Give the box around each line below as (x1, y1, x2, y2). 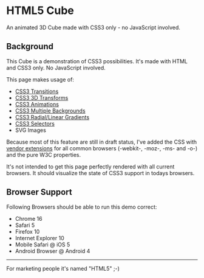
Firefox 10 (15, 228, 40, 235)
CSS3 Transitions (15, 88, 59, 95)
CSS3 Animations (15, 100, 59, 108)
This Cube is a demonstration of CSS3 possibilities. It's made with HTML (6, 57, 188, 64)
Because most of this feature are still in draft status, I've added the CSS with (6, 138, 197, 145)
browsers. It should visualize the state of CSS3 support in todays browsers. (6, 169, 195, 176)
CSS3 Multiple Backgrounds (15, 107, 86, 114)
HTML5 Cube (6, 4, 75, 18)
